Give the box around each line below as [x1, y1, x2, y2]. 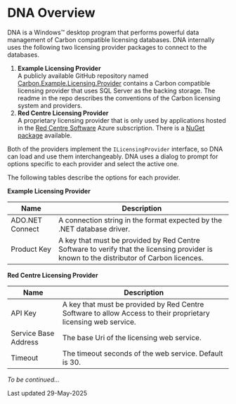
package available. [17, 131, 72, 140]
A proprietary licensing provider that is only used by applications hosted [17, 116, 226, 124]
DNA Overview [7, 5, 96, 21]
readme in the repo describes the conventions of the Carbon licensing [17, 93, 221, 102]
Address [11, 337, 39, 346]
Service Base [11, 328, 55, 338]
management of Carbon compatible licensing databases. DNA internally [7, 35, 215, 43]
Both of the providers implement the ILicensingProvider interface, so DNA [7, 144, 223, 153]
